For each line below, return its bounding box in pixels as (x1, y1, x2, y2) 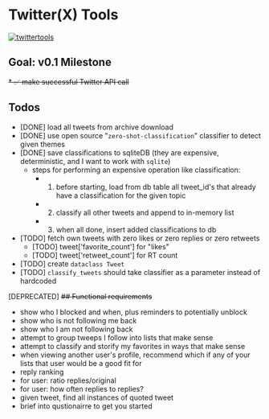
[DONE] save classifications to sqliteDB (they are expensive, (19, 147, 219, 158)
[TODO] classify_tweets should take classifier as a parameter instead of (19, 267, 261, 277)
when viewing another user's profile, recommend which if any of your (19, 350, 251, 359)
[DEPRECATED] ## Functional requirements (8, 291, 153, 301)
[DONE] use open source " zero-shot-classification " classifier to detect (19, 130, 261, 140)
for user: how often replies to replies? (19, 384, 145, 393)
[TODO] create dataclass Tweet (19, 259, 125, 269)
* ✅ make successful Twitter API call (8, 76, 130, 86)
